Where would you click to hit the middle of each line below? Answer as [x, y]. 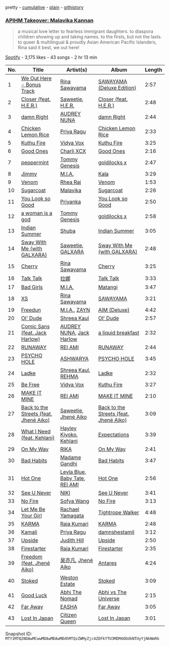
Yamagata [72, 516]
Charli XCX [73, 151]
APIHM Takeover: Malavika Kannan [49, 20]
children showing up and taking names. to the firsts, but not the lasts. [90, 37]
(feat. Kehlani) [38, 438]
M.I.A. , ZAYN [75, 310]
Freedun [31, 310]
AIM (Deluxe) [114, 310]
